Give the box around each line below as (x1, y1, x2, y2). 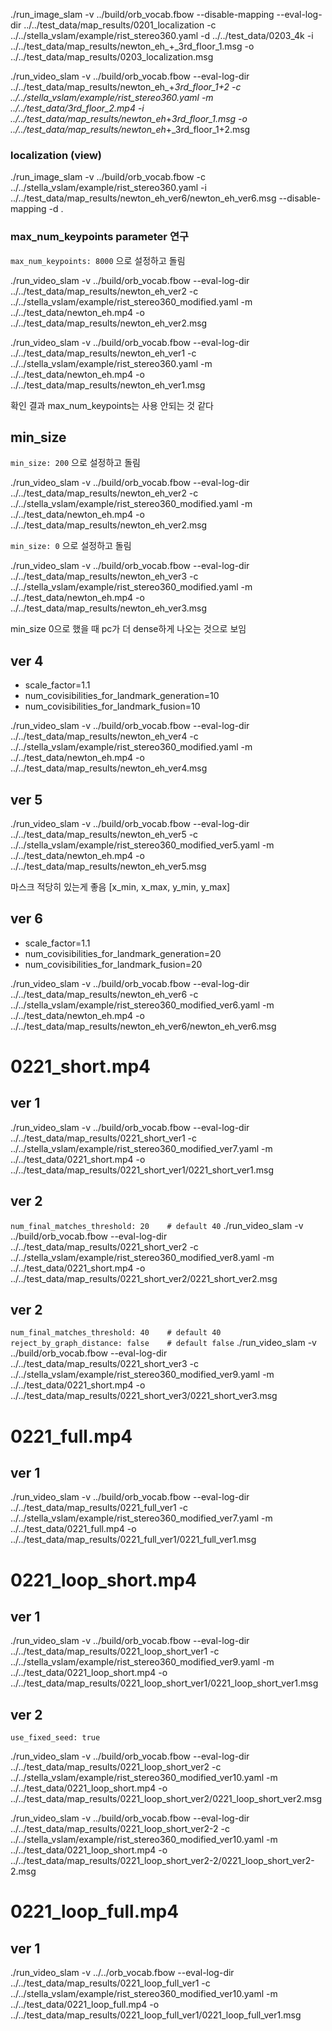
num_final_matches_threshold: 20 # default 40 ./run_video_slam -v (10, 1219, 304, 1231)
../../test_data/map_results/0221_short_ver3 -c (10, 1358, 199, 1370)
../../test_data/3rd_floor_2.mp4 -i (10, 102, 145, 114)
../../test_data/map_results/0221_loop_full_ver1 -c (10, 1977, 211, 1989)
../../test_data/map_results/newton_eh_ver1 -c (10, 347, 197, 359)
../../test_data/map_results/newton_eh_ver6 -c (10, 988, 199, 1000)
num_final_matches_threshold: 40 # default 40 (10, 1328, 222, 1338)
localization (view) (10, 148, 103, 162)
